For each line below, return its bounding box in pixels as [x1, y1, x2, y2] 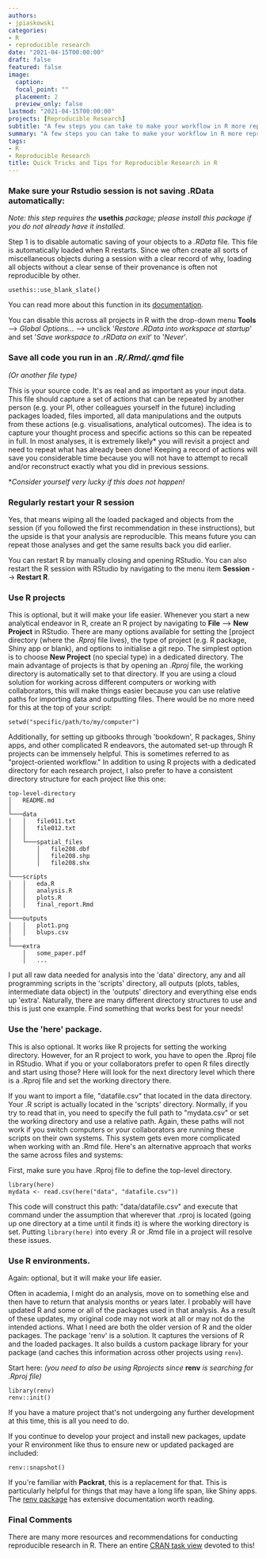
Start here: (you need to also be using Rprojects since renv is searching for [8, 1363, 253, 1372]
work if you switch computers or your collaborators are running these [8, 1125, 235, 1134]
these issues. [8, 1235, 51, 1244]
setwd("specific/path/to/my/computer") [8, 718, 140, 726]
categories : [8, 26, 47, 34]
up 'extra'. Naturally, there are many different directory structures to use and [8, 995, 257, 1005]
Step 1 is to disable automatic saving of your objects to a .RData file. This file [8, 237, 258, 247]
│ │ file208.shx [8, 859, 90, 867]
